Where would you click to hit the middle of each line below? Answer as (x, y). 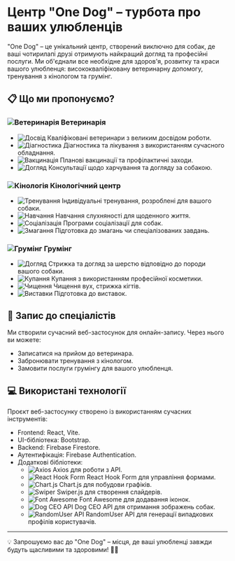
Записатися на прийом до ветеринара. (76, 353)
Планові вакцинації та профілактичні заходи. (127, 160)
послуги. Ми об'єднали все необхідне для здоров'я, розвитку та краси (113, 61)
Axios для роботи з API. (87, 469)
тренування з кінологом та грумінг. (60, 76)
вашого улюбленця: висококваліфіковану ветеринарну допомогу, (105, 69)
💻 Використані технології (67, 391)
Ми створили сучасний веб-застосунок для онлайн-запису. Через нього (116, 332)
